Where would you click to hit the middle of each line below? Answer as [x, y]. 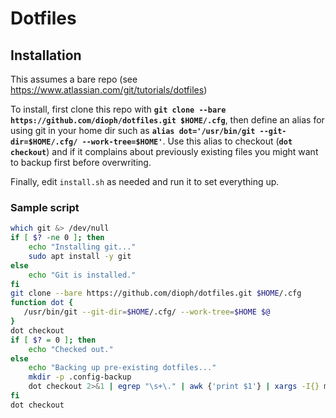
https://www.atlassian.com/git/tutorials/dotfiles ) [109, 90]
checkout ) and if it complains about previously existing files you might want [164, 151]
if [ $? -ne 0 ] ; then [57, 238]
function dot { [42, 303]
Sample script [45, 207]
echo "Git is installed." [82, 275]
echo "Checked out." [71, 349]
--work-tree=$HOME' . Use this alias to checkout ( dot [187, 141]
